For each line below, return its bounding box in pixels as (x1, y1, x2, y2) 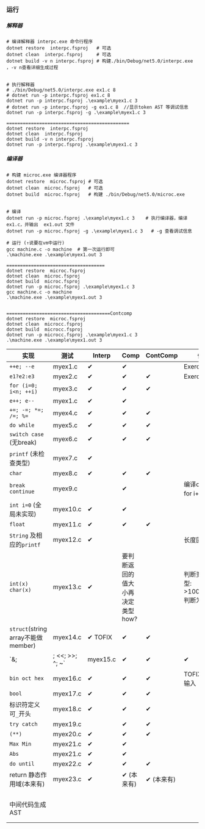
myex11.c (52, 520, 82, 528)
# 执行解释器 (6, 81, 35, 88)
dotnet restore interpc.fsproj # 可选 (6, 45, 112, 51)
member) (9, 641, 36, 650)
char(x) (9, 586, 32, 593)
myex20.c (52, 730, 82, 738)
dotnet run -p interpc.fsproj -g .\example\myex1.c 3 (6, 109, 146, 115)
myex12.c (52, 535, 82, 544)
